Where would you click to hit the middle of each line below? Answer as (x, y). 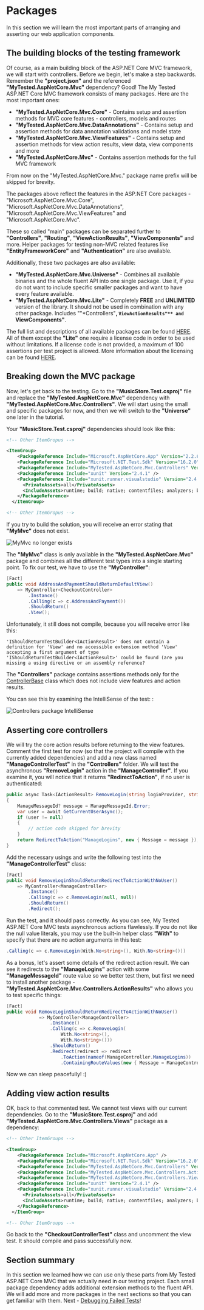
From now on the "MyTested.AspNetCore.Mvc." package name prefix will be (102, 175)
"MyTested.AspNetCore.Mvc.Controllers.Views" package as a (87, 1121)
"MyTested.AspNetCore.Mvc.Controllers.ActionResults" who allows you (100, 988)
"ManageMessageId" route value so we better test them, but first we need (100, 975)
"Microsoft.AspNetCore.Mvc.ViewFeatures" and (66, 213)
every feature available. (44, 293)
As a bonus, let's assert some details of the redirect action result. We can (98, 962)
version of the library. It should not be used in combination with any (99, 306)
